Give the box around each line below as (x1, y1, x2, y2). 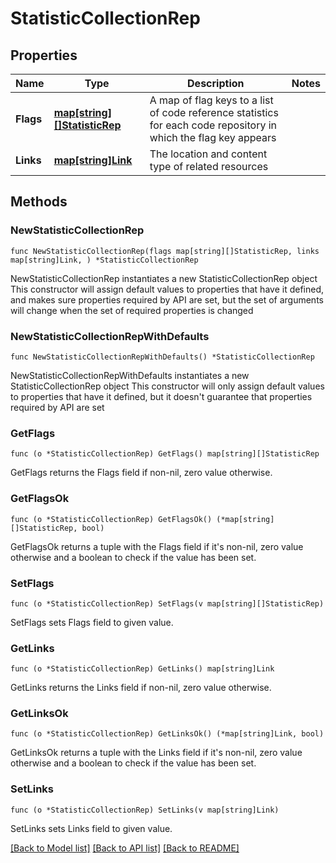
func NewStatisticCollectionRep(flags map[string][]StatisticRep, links (10, 246, 320, 256)
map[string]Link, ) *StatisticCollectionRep (10, 255, 199, 265)
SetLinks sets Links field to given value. (10, 822, 173, 834)
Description (187, 77, 245, 90)
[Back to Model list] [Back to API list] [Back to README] (10, 842, 240, 854)
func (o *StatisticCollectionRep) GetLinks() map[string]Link (10, 664, 275, 674)
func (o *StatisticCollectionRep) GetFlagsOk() (10, 514, 213, 524)
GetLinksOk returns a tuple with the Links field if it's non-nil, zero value (10, 747, 303, 759)
